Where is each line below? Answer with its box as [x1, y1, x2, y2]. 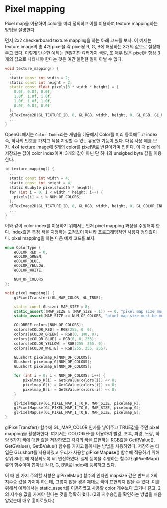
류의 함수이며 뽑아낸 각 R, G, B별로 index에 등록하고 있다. [5, 462, 116, 468]
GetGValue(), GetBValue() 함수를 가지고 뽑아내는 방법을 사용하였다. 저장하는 [5, 443, 154, 449]
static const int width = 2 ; [9, 75, 70, 80]
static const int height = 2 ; [9, 80, 72, 85]
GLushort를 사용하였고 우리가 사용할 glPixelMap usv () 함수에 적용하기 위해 [14, 449, 160, 455]
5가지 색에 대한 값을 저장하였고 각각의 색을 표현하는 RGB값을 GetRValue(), [10, 437, 155, 443]
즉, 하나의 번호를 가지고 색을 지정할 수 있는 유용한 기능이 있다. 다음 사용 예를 [5, 138, 152, 144]
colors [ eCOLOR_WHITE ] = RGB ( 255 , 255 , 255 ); [14, 346, 108, 351]
